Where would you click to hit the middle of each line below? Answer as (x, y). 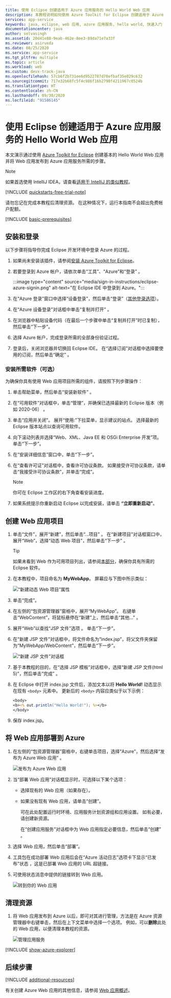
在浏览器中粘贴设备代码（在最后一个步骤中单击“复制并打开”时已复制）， (87, 320)
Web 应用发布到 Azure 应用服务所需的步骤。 (62, 161)
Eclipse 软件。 (28, 568)
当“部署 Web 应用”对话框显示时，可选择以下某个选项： (70, 779)
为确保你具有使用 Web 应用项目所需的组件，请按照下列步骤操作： (74, 381)
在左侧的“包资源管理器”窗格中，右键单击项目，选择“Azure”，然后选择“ (87, 751)
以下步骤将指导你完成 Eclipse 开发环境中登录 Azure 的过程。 (68, 250)
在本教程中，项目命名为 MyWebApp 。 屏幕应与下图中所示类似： (80, 579)
